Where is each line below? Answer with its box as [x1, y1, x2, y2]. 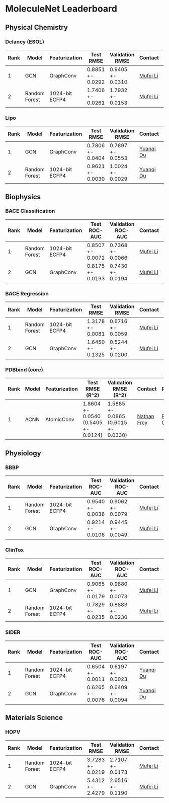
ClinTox [5, 546, 24, 553]
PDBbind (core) [5, 366, 44, 373]
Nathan [137, 413, 154, 420]
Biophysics [5, 192, 41, 201]
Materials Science [5, 713, 63, 722]
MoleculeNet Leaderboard [5, 3, 117, 15]
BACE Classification [5, 207, 55, 214]
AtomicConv [45, 416, 74, 423]
